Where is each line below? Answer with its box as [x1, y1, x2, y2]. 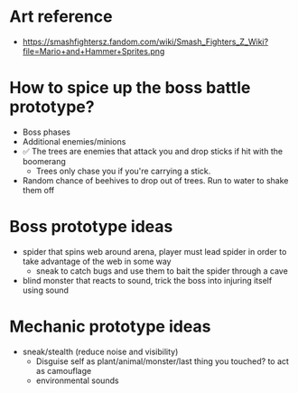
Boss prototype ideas [9, 217, 173, 237]
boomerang [22, 155, 66, 166]
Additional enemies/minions [22, 136, 126, 146]
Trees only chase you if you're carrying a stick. [35, 165, 211, 176]
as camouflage [35, 365, 92, 376]
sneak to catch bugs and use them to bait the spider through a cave [35, 265, 289, 276]
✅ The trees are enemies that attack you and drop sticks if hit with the [22, 145, 283, 156]
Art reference [9, 6, 113, 27]
